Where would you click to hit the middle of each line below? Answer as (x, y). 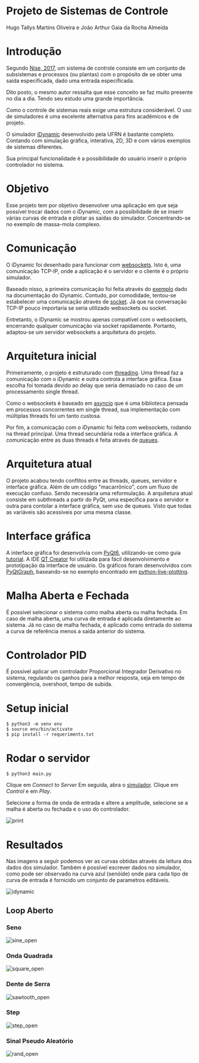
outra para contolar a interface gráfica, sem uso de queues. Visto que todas (99, 506)
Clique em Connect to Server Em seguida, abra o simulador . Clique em (92, 785)
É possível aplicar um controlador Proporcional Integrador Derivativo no (94, 671)
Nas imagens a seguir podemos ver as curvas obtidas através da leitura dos (99, 861)
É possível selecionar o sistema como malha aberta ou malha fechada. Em (97, 612)
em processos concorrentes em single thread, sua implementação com (93, 409)
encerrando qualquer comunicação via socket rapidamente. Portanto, (91, 326)
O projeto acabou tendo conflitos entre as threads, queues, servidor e (91, 480)
